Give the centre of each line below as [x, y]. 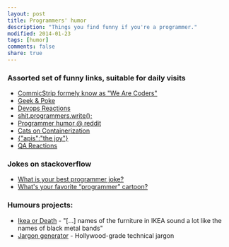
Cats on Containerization [54, 131]
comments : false [31, 47]
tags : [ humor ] [28, 40]
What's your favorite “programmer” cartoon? [83, 187]
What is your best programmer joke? [71, 179]
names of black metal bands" [60, 228]
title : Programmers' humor [47, 20]
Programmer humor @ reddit [59, 123]
